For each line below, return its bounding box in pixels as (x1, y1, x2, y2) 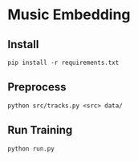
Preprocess (7, 80, 67, 94)
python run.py (7, 144, 55, 153)
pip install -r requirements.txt (7, 58, 120, 66)
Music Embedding (7, 6, 131, 24)
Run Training (7, 123, 73, 137)
